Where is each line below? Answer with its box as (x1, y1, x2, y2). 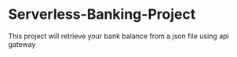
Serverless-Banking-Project (8, 5, 196, 23)
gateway (8, 39, 36, 48)
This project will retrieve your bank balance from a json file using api (8, 31, 229, 41)
